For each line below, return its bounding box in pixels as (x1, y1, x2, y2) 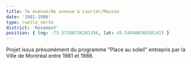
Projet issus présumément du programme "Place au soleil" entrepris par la (6, 46, 186, 53)
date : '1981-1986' (6, 14, 51, 20)
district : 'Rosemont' (6, 24, 59, 31)
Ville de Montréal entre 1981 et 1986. (6, 52, 94, 59)
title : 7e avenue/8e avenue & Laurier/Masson (6, 8, 119, 15)
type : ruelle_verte (6, 19, 54, 25)
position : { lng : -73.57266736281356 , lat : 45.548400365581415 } (6, 30, 170, 36)
